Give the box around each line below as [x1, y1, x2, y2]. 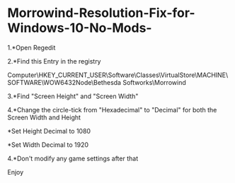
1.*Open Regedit [7, 43, 56, 52]
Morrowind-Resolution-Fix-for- [7, 5, 196, 21]
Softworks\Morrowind [122, 78, 186, 86]
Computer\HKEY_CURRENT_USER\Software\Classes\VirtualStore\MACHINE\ [7, 71, 229, 79]
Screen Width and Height [7, 113, 81, 122]
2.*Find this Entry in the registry [7, 57, 101, 65]
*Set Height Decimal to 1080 [7, 126, 91, 135]
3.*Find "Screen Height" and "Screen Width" [7, 92, 139, 100]
